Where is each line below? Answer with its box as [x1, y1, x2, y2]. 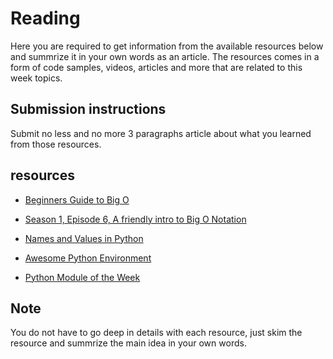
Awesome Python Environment [24, 252, 152, 264]
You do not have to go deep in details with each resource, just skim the [10, 327, 303, 339]
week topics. [10, 72, 63, 84]
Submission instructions [10, 101, 167, 118]
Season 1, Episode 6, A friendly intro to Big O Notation [24, 213, 247, 225]
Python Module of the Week [24, 271, 141, 283]
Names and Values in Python [24, 232, 144, 244]
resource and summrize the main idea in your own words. [10, 337, 247, 349]
